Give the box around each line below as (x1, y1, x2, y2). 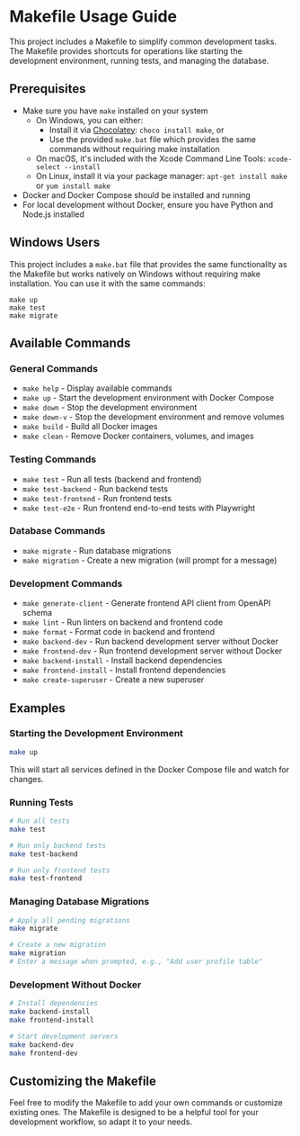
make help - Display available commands (22, 383, 172, 393)
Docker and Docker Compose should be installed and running (22, 189, 251, 200)
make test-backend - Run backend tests (22, 483, 169, 494)
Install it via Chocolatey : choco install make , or (49, 124, 225, 135)
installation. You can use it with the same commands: (9, 277, 206, 289)
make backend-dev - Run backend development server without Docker (22, 636, 279, 647)
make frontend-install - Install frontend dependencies (22, 664, 226, 676)
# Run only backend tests (9, 841, 106, 850)
